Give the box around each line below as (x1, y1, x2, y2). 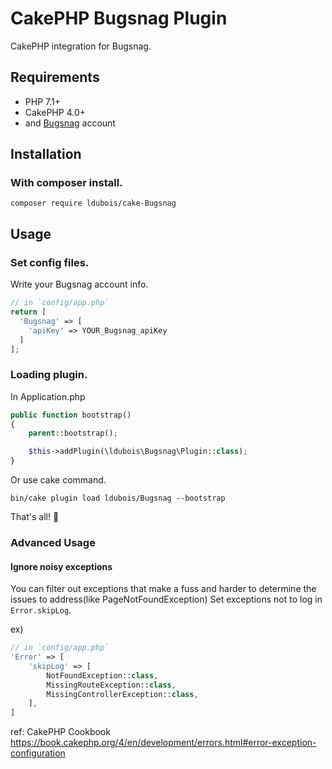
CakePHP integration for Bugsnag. (10, 40, 152, 52)
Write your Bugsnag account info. (10, 278, 149, 291)
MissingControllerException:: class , (46, 689, 199, 699)
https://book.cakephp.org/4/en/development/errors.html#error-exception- (10, 737, 317, 749)
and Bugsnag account (24, 117, 116, 129)
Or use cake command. (10, 474, 107, 486)
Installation (10, 146, 82, 163)
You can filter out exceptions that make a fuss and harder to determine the (10, 583, 317, 595)
